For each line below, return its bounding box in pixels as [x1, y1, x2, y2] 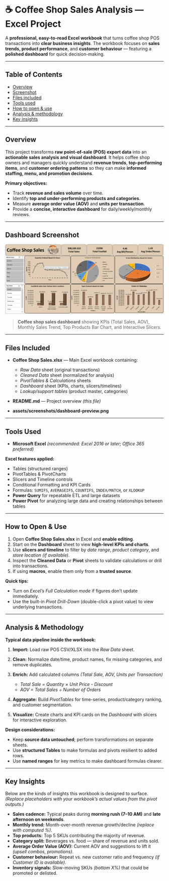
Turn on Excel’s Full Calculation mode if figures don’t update [12, 588, 138, 594]
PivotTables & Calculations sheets [20, 377, 91, 384]
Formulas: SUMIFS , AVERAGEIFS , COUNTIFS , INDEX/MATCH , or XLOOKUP [12, 487, 145, 493]
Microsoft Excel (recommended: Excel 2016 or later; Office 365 [12, 440, 144, 447]
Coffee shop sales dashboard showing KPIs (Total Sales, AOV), [17, 319, 150, 325]
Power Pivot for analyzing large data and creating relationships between [12, 498, 163, 504]
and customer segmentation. [12, 702, 72, 708]
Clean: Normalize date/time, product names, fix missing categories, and [12, 656, 162, 662]
